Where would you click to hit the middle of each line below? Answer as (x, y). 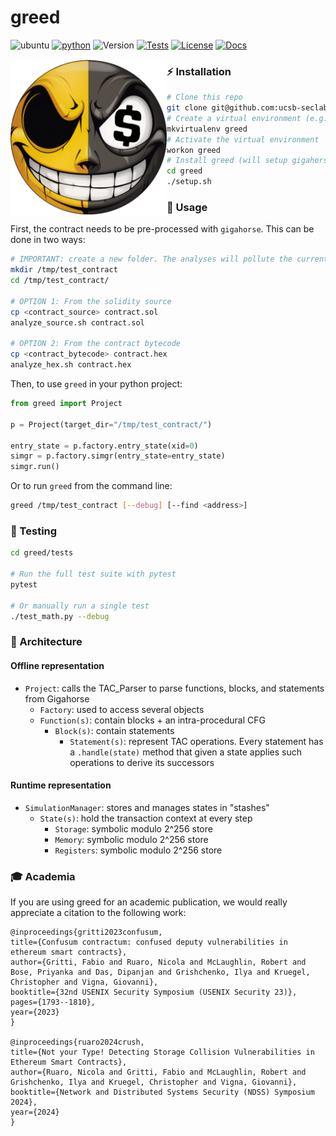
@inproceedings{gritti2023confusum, (86, 932)
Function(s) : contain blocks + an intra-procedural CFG (152, 720)
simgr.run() (35, 467)
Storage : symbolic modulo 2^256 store (133, 828)
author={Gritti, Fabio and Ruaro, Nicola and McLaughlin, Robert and (158, 962)
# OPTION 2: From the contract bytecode (96, 344)
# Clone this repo (204, 97)
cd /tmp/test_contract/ (60, 281)
